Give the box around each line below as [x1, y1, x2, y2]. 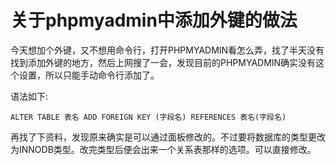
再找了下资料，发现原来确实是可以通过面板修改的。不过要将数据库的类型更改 [10, 131, 326, 143]
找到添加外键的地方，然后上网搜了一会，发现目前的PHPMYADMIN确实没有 [10, 56, 317, 68]
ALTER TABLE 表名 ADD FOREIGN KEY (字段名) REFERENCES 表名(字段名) [10, 112, 287, 122]
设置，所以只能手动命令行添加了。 [18, 69, 160, 81]
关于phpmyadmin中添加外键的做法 [10, 9, 298, 32]
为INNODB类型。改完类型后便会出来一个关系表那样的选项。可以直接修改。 [10, 143, 317, 155]
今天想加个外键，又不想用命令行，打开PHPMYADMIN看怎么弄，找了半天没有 [10, 44, 325, 56]
